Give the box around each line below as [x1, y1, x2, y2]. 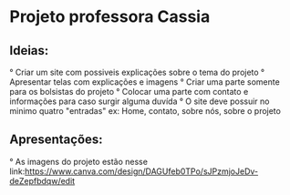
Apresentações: [9, 132, 103, 148]
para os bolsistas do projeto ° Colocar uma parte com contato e [9, 87, 249, 97]
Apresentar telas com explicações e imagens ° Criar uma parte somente [9, 77, 280, 87]
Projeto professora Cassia [9, 6, 211, 27]
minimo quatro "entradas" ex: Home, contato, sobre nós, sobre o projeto [9, 106, 281, 116]
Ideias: [9, 43, 49, 58]
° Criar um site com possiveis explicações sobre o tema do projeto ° [9, 67, 265, 77]
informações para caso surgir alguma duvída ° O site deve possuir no [9, 96, 270, 107]
